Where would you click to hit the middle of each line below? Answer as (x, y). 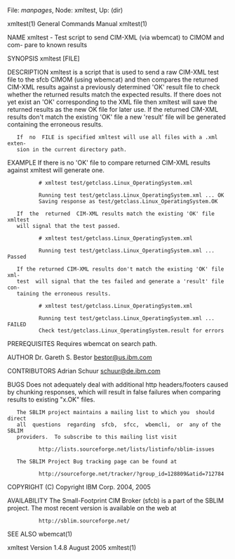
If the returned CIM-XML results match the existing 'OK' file (116, 214)
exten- (17, 143)
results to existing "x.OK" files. (51, 399)
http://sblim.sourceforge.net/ (84, 521)
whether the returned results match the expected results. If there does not (114, 95)
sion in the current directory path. (72, 150)
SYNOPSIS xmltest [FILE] (43, 58)
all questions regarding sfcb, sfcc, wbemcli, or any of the (119, 425)
